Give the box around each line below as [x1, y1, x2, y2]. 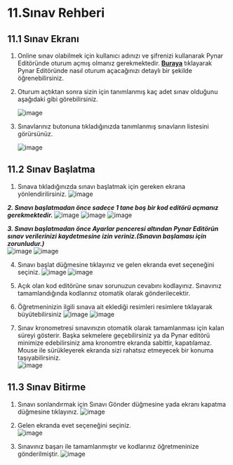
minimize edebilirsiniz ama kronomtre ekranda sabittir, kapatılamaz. [17, 339, 213, 347]
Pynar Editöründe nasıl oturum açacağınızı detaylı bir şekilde [17, 67, 193, 74]
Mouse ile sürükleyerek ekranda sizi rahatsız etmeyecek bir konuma [17, 346, 214, 354]
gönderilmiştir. [17, 450, 60, 458]
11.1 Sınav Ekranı [7, 33, 79, 45]
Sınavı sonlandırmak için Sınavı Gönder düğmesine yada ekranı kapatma [17, 400, 227, 408]
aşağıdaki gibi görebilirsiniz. [17, 95, 98, 103]
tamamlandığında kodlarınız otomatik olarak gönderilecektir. [17, 289, 191, 297]
